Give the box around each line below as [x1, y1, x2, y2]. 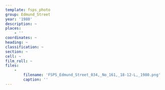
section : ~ [5, 49, 28, 54]
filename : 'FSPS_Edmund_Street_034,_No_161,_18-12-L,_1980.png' [23, 72, 161, 77]
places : [5, 26, 22, 31]
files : [5, 63, 19, 68]
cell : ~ [5, 53, 22, 59]
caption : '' [23, 77, 49, 82]
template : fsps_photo [5, 7, 51, 12]
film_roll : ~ [5, 58, 33, 63]
